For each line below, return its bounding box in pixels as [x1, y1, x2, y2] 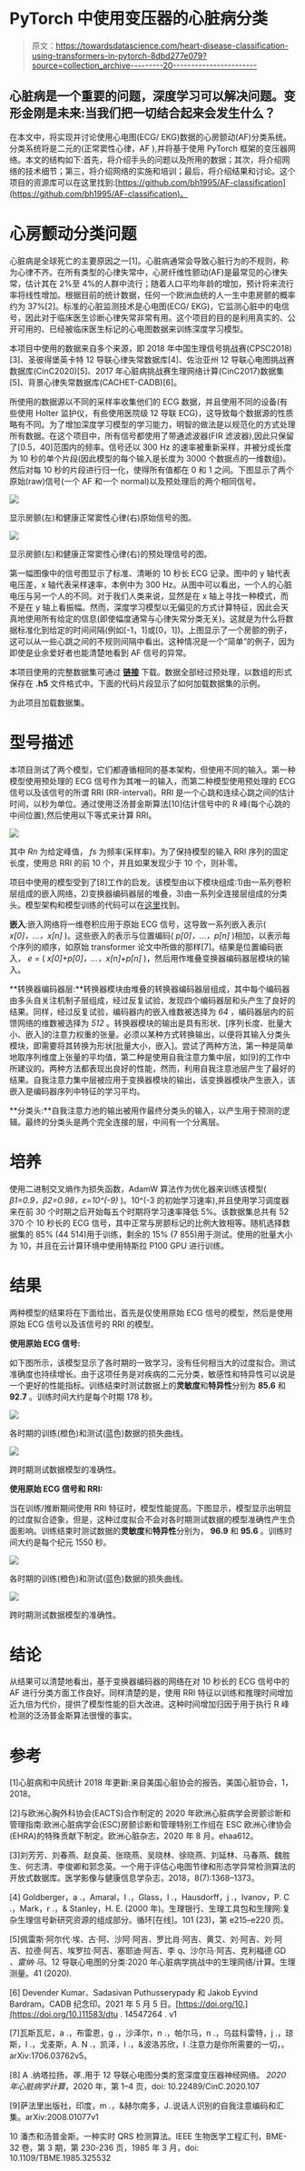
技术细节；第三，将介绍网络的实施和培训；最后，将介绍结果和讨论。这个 [25, 165, 296, 176]
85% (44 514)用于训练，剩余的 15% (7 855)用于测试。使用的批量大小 [34, 1229, 293, 1240]
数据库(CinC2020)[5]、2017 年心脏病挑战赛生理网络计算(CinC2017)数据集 [9, 365, 284, 376]
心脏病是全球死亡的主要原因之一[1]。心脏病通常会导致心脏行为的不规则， [9, 255, 281, 266]
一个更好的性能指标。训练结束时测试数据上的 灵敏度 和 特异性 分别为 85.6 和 [9, 1379, 286, 1390]
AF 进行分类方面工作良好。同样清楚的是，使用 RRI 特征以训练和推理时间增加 [9, 1688, 293, 1698]
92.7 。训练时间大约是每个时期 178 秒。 [9, 1391, 158, 1402]
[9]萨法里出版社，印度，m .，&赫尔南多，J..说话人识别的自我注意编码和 [9, 2100, 277, 2111]
